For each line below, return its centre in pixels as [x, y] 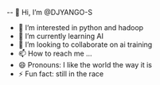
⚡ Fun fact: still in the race [61, 74]
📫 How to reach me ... [55, 53]
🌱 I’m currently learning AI [61, 36]
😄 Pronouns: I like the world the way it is [85, 65]
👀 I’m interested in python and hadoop [81, 27]
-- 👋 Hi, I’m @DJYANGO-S [49, 12]
